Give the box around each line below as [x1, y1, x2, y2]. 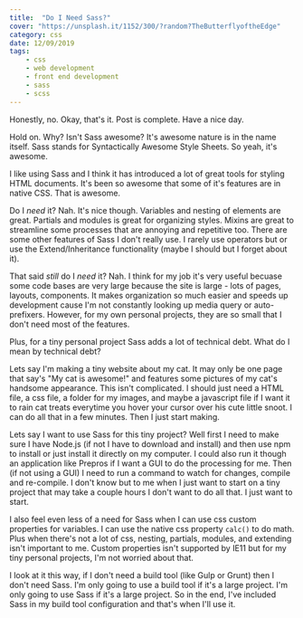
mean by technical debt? [9, 346, 101, 357]
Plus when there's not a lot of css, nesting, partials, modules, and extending [9, 533, 292, 544]
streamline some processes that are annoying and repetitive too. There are [9, 223, 288, 235]
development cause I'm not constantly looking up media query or [9, 299, 252, 310]
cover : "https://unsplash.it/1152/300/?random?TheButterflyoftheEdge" [9, 22, 281, 31]
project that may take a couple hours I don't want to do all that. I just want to [9, 486, 293, 498]
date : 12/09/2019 [9, 38, 75, 48]
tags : [9, 47, 30, 56]
